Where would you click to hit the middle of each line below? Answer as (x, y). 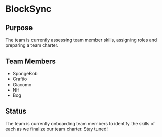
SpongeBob (25, 73)
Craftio (20, 79)
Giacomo (22, 84)
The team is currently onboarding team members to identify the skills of (80, 123)
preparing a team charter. (32, 45)
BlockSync (28, 9)
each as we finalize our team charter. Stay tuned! (57, 129)
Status (16, 111)
